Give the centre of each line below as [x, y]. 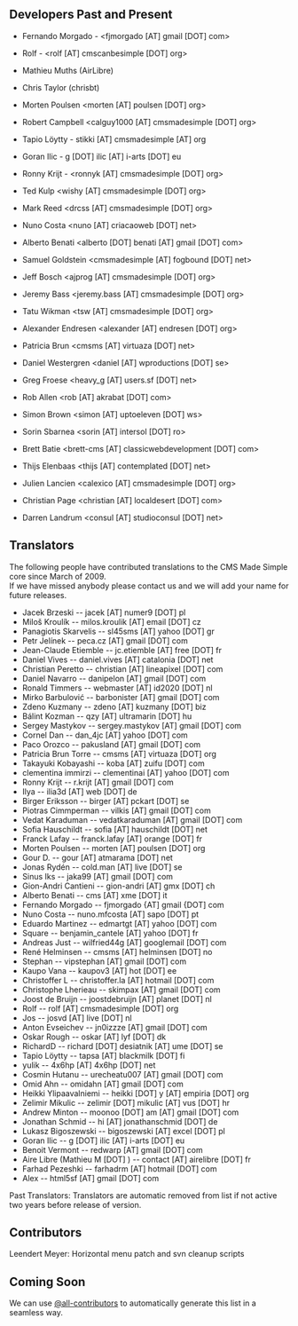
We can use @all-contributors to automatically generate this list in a [133, 1303]
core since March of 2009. [58, 576]
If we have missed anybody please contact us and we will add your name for [149, 586]
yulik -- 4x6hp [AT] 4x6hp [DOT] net [89, 1065]
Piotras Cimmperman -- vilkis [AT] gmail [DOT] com [116, 810]
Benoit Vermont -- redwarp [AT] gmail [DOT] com [112, 1149]
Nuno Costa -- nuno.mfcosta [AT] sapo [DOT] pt [110, 914]
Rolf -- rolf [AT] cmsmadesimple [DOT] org [100, 1008]
